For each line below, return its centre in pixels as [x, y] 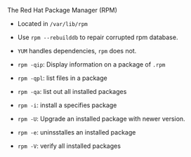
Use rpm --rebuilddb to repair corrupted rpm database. [98, 37]
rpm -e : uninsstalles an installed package [77, 132]
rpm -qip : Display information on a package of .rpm [91, 64]
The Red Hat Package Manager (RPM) [62, 10]
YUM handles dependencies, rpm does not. [77, 51]
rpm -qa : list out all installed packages [72, 91]
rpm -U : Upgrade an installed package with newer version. [101, 119]
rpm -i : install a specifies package [67, 105]
